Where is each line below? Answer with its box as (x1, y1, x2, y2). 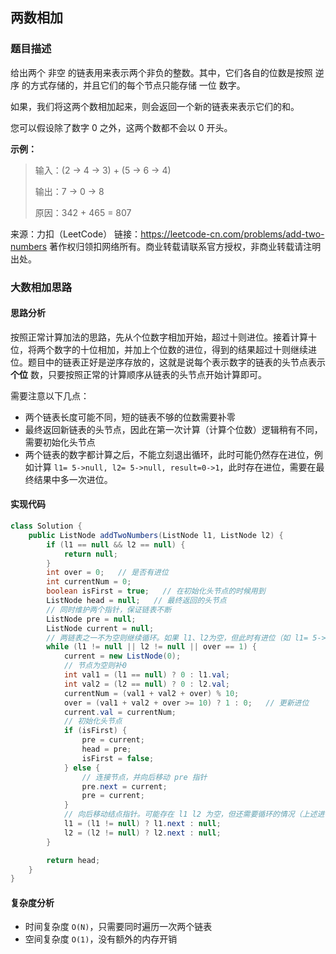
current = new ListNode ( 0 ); (63, 651, 182, 662)
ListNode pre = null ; (46, 614, 137, 624)
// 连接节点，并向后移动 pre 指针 (81, 772, 208, 782)
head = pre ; (81, 744, 132, 755)
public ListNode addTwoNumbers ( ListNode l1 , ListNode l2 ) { (28, 530, 284, 540)
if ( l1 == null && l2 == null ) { (46, 539, 186, 550)
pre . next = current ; (81, 781, 168, 792)
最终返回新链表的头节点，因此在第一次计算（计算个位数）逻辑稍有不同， (24, 423, 323, 435)
